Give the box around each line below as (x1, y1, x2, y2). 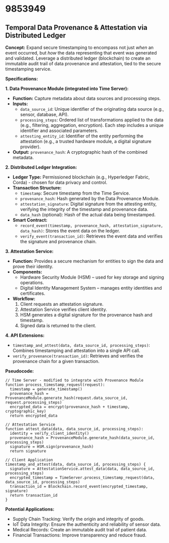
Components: (12, 269, 43, 275)
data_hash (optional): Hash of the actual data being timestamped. (20, 212, 156, 217)
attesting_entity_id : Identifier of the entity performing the (20, 133, 144, 139)
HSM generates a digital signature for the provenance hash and (20, 312, 153, 318)
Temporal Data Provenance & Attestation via (5, 23, 148, 32)
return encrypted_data (10, 413, 58, 418)
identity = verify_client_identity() (10, 431, 90, 436)
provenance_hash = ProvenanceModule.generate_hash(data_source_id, (10, 435, 155, 440)
